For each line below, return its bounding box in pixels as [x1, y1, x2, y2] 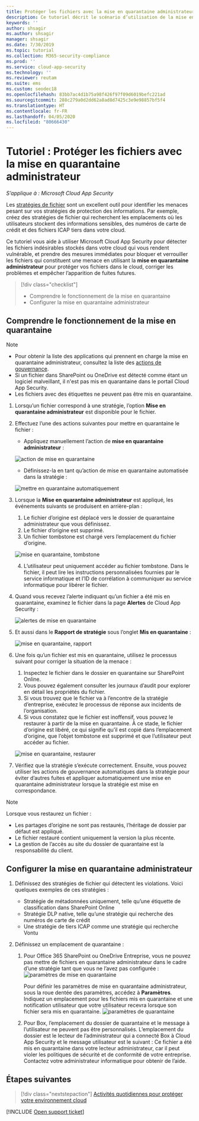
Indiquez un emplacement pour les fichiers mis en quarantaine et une [23, 995, 193, 1002]
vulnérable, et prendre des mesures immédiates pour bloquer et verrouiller [6, 251, 188, 258]
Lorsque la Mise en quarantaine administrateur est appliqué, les [14, 496, 174, 503]
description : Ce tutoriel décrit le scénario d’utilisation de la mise [6, 14, 187, 20]
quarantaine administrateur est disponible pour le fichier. [14, 408, 156, 415]
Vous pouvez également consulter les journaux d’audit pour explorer [23, 681, 191, 689]
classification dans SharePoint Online [23, 904, 115, 911]
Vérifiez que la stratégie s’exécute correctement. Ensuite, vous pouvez [14, 762, 187, 769]
